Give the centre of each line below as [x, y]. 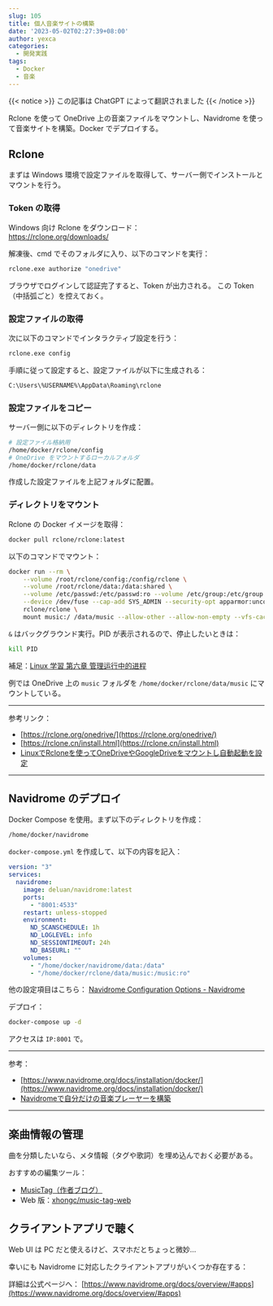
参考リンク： [30, 718]
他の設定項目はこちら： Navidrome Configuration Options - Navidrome [127, 989]
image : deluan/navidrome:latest [78, 890]
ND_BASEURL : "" [56, 950]
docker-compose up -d [45, 1023]
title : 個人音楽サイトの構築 [52, 24]
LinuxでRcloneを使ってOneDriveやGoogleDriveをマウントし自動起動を [138, 752]
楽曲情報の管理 [46, 1134]
